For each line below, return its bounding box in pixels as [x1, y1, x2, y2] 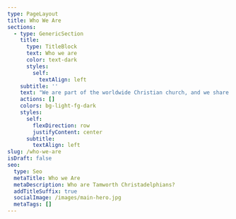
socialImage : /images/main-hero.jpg [13, 194, 122, 201]
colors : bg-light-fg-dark [20, 102, 97, 109]
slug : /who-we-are [7, 148, 61, 155]
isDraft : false [7, 155, 52, 162]
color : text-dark [25, 57, 78, 64]
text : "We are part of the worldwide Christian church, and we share [20, 89, 230, 96]
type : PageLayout [7, 10, 59, 18]
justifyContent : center [33, 129, 102, 136]
